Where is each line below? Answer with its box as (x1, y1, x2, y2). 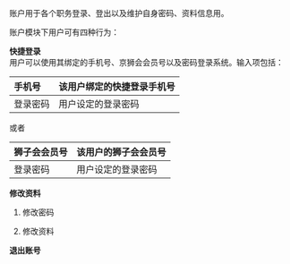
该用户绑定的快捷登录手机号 (58, 81, 176, 92)
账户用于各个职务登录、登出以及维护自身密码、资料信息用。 (9, 8, 229, 18)
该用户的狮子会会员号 (76, 146, 167, 158)
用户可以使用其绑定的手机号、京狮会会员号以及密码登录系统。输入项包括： (9, 57, 284, 67)
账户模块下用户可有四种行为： (9, 27, 119, 38)
